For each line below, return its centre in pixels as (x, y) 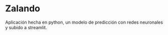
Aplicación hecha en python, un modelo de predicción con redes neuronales (84, 22)
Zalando (23, 9)
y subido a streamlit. (26, 27)
